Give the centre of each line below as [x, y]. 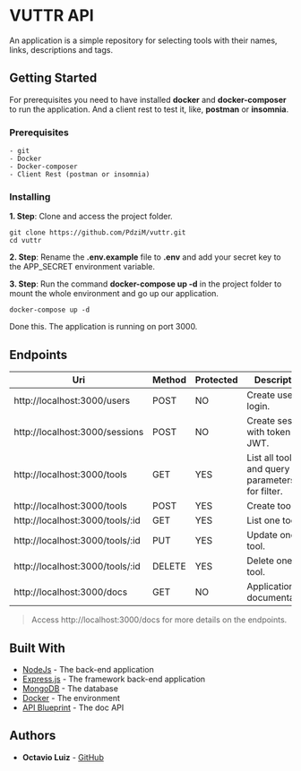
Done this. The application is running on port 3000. [103, 327]
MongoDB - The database [70, 688]
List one [263, 520]
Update [262, 535]
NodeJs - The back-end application [88, 669]
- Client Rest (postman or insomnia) [80, 175]
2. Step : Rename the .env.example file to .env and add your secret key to [145, 257]
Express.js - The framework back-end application [114, 679]
